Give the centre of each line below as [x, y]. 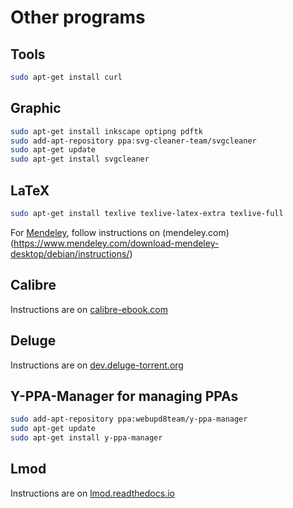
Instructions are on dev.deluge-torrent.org [97, 365]
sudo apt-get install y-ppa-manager [86, 438]
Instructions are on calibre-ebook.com [89, 309]
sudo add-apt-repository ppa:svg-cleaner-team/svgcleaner [133, 141]
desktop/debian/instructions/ [70, 253]
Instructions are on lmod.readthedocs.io [92, 493]
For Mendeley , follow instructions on [85, 232]
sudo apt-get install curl [66, 77]
